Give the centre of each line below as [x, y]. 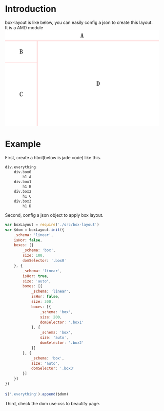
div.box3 [23, 201]
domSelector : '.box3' [53, 369]
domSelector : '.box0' [45, 261]
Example [23, 144]
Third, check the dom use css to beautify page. [53, 403]
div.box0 [23, 172]
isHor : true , [36, 276]
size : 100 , [34, 256]
